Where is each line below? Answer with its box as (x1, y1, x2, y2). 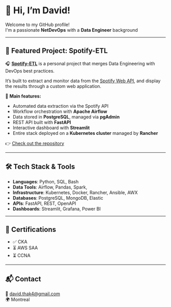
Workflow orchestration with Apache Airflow (12, 108, 107, 114)
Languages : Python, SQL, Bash (12, 178, 79, 184)
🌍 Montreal (5, 296, 30, 303)
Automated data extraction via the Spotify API (12, 103, 109, 109)
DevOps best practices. (5, 67, 55, 74)
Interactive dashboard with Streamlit (12, 125, 90, 131)
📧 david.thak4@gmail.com (5, 291, 60, 297)
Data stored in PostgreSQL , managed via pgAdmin (12, 113, 120, 120)
